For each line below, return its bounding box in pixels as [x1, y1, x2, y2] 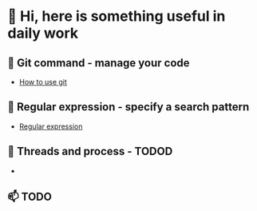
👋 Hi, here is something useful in [7, 7, 226, 26]
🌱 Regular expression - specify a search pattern [7, 100, 250, 114]
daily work [7, 24, 79, 42]
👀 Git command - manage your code [7, 56, 190, 70]
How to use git [18, 78, 67, 86]
